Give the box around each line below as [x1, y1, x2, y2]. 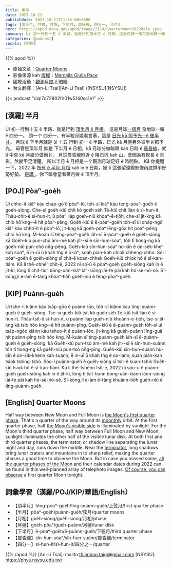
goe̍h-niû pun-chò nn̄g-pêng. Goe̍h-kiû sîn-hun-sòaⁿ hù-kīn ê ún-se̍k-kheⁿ [5, 243, 164, 250]
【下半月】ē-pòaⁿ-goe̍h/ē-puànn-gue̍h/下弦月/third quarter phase [12, 528, 152, 534]
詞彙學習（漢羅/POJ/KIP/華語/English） [5, 488, 132, 497]
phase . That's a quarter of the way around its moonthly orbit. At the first [5, 417, 158, 423]
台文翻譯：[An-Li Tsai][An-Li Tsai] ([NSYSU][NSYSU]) [12, 85, 127, 91]
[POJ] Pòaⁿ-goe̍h [5, 186, 61, 195]
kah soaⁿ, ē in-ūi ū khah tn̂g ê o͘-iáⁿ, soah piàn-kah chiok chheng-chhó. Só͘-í [5, 250, 166, 256]
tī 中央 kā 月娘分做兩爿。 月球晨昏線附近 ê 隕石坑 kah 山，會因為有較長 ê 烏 [5, 152, 165, 158]
